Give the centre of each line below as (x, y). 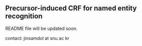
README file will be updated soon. (41, 28)
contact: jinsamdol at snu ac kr (37, 38)
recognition (24, 16)
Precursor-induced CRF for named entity (71, 8)
